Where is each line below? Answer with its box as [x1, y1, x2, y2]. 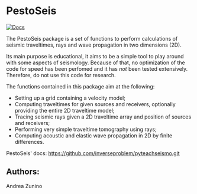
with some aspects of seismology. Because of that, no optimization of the [6, 59, 185, 66]
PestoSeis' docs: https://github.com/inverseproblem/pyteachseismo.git [6, 149, 180, 157]
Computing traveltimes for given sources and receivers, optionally [14, 100, 176, 107]
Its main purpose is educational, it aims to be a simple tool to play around [6, 52, 185, 60]
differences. [14, 138, 44, 145]
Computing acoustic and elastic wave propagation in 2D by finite [14, 131, 173, 139]
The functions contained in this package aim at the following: [6, 83, 155, 90]
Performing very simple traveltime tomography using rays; [14, 126, 157, 133]
